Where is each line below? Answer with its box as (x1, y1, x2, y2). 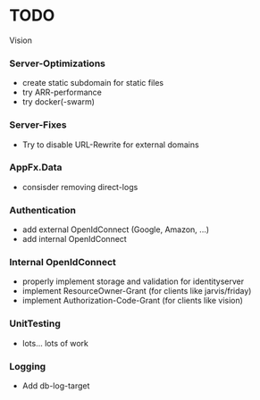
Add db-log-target (21, 380, 90, 391)
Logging (9, 360, 46, 372)
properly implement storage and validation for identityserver (21, 276, 244, 287)
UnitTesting (9, 318, 61, 330)
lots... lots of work (21, 337, 89, 348)
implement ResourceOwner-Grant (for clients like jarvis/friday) (21, 286, 252, 296)
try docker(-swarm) (21, 96, 96, 107)
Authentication (9, 204, 76, 216)
